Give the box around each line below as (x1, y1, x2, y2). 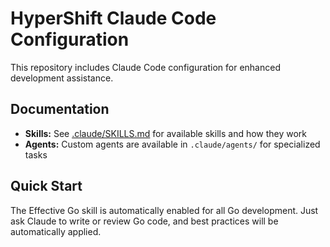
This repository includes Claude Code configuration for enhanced (10, 61, 281, 73)
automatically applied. (10, 225, 102, 237)
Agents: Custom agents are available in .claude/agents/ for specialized (24, 138, 321, 150)
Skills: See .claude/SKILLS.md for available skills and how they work (24, 127, 308, 139)
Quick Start (10, 178, 83, 195)
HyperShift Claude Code (10, 7, 217, 30)
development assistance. (10, 72, 114, 84)
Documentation (10, 101, 110, 118)
